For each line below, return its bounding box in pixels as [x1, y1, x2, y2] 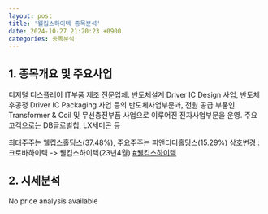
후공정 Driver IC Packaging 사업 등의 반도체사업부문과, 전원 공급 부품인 [8, 100, 236, 110]
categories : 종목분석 [8, 34, 75, 43]
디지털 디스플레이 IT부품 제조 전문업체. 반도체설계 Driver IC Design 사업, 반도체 [8, 90, 260, 100]
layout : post [8, 11, 53, 20]
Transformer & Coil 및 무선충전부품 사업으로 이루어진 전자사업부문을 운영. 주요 [8, 111, 258, 120]
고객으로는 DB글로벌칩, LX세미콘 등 [8, 120, 121, 130]
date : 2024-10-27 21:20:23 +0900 [8, 27, 122, 35]
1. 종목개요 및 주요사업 [8, 67, 113, 81]
